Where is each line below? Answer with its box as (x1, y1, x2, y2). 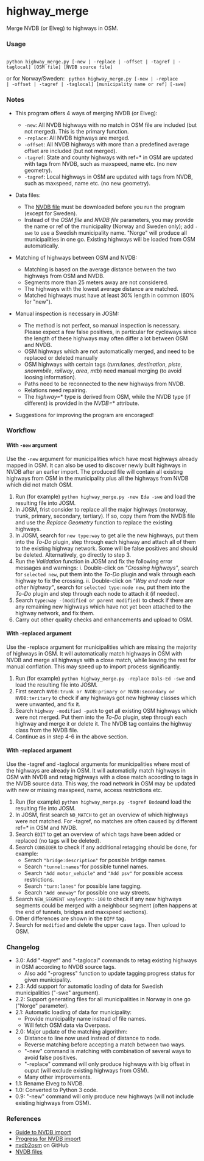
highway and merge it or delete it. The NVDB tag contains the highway (15, 720, 192, 727)
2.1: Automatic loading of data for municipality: (15, 1009, 132, 1016)
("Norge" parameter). (15, 1002, 69, 1010)
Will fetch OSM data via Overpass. (24, 1021, 111, 1029)
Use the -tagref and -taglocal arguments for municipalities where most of (6, 760, 191, 768)
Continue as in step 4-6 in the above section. (15, 733, 128, 740)
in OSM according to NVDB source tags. (15, 963, 116, 971)
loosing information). (24, 373, 77, 380)
